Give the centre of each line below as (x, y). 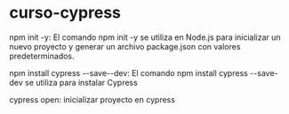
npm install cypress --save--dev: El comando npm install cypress (129, 72)
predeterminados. (42, 56)
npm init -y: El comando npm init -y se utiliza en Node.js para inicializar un (145, 37)
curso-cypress (65, 13)
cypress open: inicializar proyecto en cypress (92, 99)
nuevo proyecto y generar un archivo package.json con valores (125, 46)
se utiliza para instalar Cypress (81, 82)
